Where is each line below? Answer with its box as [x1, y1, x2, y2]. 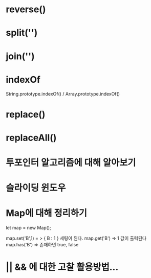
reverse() [6, 4, 46, 15]
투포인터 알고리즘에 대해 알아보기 [6, 157, 136, 169]
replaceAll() [6, 132, 57, 144]
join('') [6, 50, 35, 62]
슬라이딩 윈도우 [6, 182, 66, 194]
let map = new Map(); [6, 225, 51, 231]
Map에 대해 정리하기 [6, 207, 88, 219]
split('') [6, 27, 38, 39]
